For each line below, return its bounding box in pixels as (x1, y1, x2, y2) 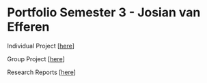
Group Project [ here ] (7, 54, 65, 63)
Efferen (7, 19, 50, 35)
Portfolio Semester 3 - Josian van (7, 5, 201, 20)
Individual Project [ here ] (7, 41, 75, 50)
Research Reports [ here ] (7, 68, 77, 76)
